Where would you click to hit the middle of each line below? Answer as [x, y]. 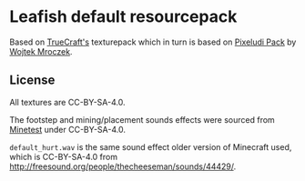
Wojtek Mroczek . [41, 51]
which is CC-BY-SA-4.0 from [64, 156]
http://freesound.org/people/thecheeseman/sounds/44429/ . [123, 166]
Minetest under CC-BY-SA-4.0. [67, 129]
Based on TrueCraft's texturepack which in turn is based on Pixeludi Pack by [153, 42]
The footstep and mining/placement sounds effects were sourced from [142, 119]
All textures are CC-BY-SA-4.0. [67, 102]
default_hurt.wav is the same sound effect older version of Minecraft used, [151, 146]
